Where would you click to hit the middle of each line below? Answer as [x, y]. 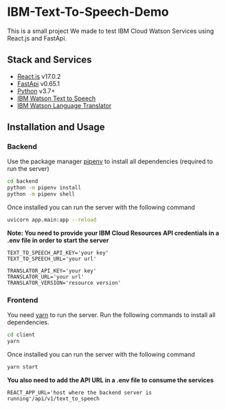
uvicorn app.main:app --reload [52, 220]
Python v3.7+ [36, 91]
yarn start [23, 367]
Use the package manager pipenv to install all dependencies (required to [110, 161]
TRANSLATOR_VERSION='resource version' [64, 283]
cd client [21, 335]
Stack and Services [49, 60]
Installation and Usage [56, 127]
